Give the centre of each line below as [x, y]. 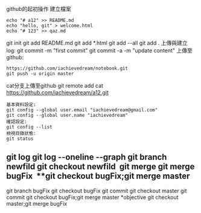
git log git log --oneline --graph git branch [87, 157]
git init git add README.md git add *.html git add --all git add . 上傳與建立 [97, 43]
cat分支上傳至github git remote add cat [55, 86]
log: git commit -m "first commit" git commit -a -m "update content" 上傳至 [100, 51]
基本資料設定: [21, 105]
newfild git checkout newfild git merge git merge [101, 167]
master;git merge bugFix [37, 203]
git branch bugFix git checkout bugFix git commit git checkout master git [97, 191]
